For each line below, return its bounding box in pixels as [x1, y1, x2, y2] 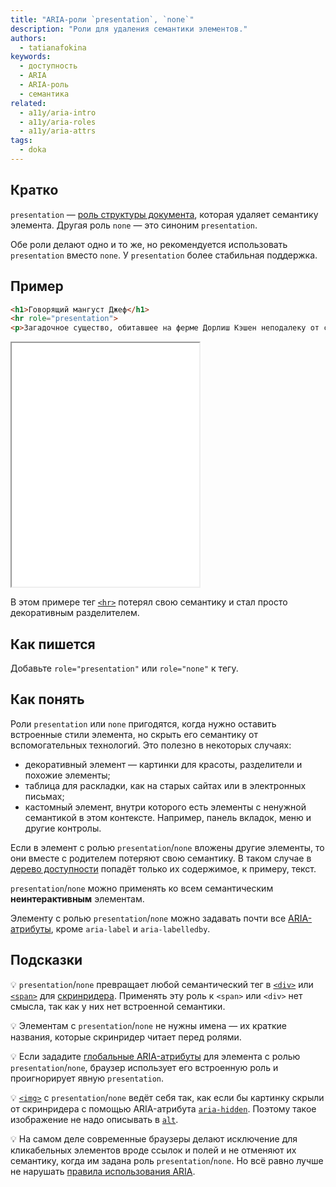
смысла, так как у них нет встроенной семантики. [10, 1000, 226, 1012]
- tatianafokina [19, 42, 87, 53]
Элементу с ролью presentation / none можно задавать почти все [10, 912, 287, 924]
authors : [10, 33, 47, 43]
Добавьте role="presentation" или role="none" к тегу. [10, 662, 239, 674]
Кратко [10, 182, 59, 199]
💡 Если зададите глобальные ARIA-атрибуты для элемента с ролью [10, 1050, 301, 1062]
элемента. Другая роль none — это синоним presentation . [10, 219, 258, 231]
